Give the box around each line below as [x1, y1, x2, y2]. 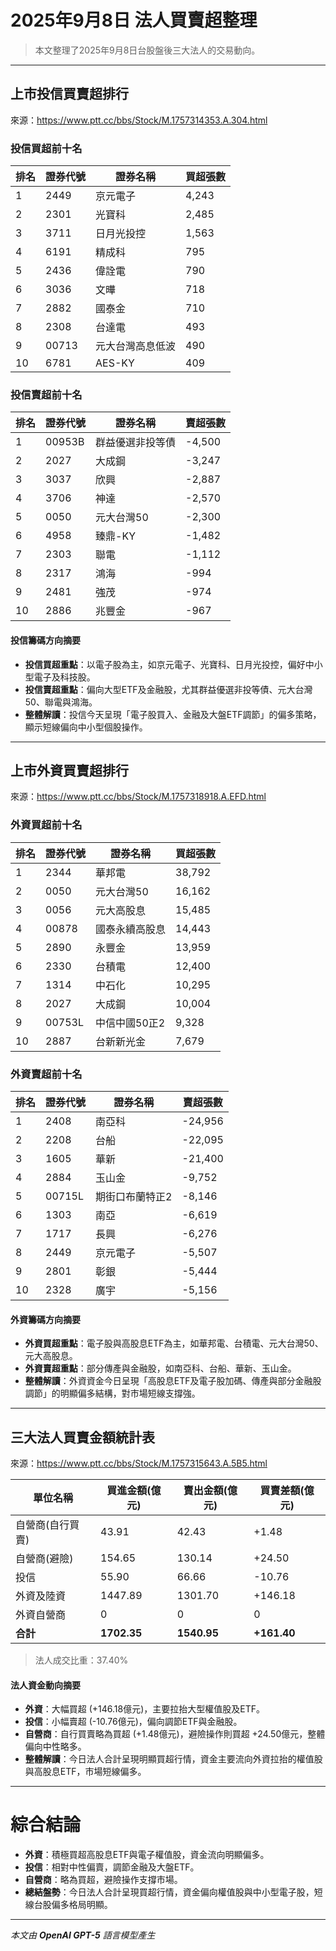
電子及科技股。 [33, 671, 96, 683]
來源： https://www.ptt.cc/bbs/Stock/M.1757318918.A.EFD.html [10, 791, 267, 803]
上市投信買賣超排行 [10, 86, 129, 103]
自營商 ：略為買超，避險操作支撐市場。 [24, 1874, 183, 1886]
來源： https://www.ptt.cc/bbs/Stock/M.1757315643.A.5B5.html [10, 1457, 268, 1469]
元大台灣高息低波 [95, 339, 177, 353]
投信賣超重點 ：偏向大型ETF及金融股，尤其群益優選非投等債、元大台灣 [24, 683, 313, 695]
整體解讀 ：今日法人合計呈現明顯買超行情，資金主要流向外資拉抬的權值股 [24, 1753, 323, 1765]
